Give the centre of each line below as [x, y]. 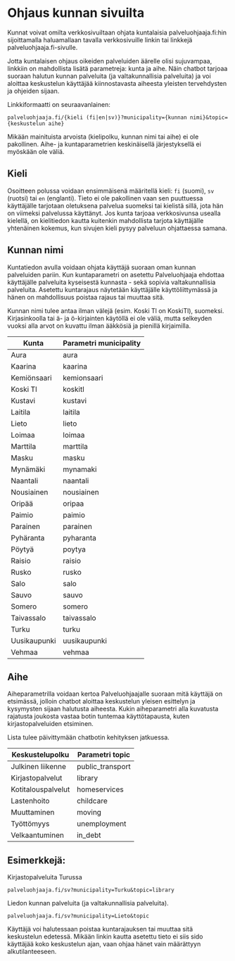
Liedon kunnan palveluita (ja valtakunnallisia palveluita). [88, 903]
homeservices [100, 789]
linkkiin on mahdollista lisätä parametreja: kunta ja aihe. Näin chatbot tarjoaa [118, 68]
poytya [75, 549]
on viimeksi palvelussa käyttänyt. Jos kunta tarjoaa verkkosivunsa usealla [114, 213]
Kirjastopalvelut [37, 778]
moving [89, 813]
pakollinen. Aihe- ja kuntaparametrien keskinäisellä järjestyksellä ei [104, 144]
